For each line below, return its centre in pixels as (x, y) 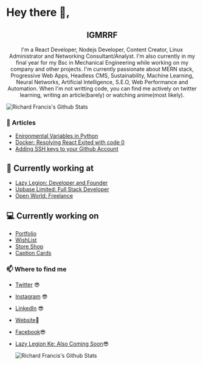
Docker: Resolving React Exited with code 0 (70, 142)
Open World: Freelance (44, 196)
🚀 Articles (21, 123)
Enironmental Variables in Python (57, 136)
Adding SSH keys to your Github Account (67, 149)
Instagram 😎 (31, 297)
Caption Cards (33, 253)
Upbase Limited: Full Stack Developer (62, 189)
